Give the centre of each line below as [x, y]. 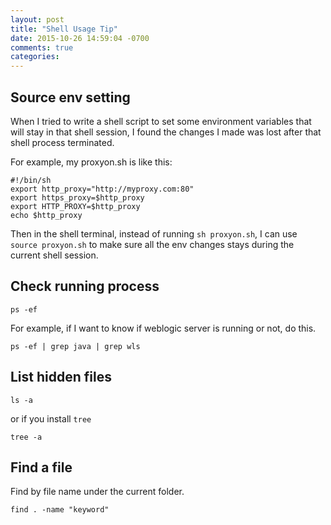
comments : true [42, 47]
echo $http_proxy [46, 215]
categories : [35, 57]
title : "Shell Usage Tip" [64, 29]
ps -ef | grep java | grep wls [75, 346]
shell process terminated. [62, 142]
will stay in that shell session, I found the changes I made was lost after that [166, 132]
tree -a [26, 437]
